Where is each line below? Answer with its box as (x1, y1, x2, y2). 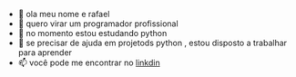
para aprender (17, 47, 73, 58)
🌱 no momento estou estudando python (17, 28, 168, 38)
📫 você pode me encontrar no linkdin (17, 57, 161, 68)
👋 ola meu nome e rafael (17, 9, 110, 19)
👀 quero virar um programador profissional (17, 18, 179, 29)
